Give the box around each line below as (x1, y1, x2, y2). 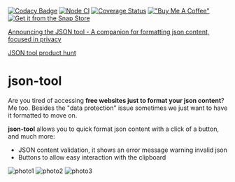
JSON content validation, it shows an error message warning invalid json (17, 146, 228, 154)
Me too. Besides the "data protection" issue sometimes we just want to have (8, 104, 228, 112)
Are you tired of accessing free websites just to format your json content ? (8, 96, 225, 104)
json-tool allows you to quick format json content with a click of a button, (8, 125, 220, 133)
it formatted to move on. (8, 111, 78, 119)
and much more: (8, 132, 55, 140)
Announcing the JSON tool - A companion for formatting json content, (8, 28, 210, 36)
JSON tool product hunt (8, 49, 76, 57)
